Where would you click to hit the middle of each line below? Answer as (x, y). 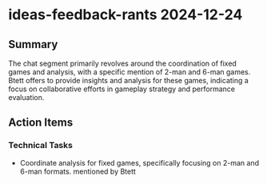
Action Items (41, 123)
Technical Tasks (41, 146)
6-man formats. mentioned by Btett (78, 171)
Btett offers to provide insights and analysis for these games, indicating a (129, 80)
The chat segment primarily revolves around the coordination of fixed (123, 63)
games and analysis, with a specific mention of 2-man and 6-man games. (130, 72)
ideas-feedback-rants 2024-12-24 (126, 15)
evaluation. (26, 97)
